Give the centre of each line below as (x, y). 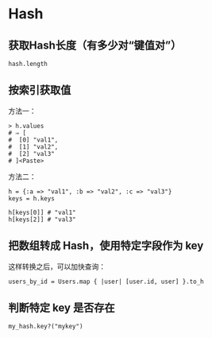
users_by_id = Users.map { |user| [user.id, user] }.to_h (106, 282)
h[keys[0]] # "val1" (42, 212)
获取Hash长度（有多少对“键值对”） (95, 45)
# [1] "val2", (33, 147)
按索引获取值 (40, 90)
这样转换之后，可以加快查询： (57, 266)
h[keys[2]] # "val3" (42, 220)
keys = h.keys (32, 198)
